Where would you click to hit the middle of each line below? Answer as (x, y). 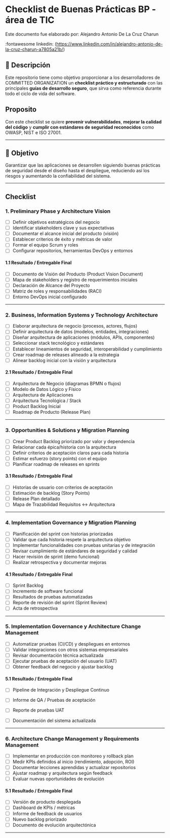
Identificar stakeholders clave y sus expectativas (63, 228)
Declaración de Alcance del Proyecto (51, 285)
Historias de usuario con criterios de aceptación (62, 488)
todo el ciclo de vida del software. (40, 93)
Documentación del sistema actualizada (54, 721)
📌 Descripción (28, 65)
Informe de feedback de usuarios (47, 813)
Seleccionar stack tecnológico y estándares (58, 343)
